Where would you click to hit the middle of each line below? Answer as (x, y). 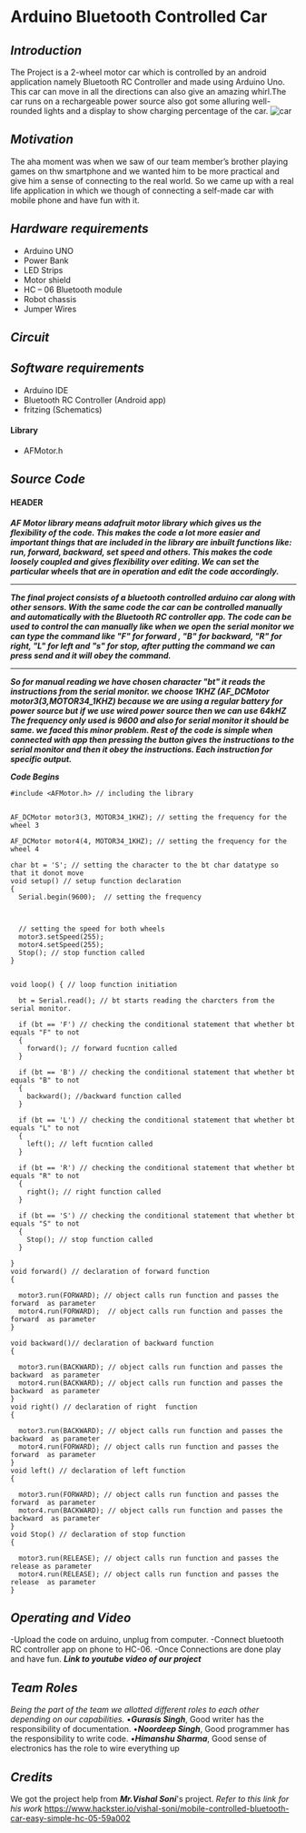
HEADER (27, 503)
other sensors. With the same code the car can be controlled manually (147, 606)
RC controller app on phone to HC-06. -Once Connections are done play (146, 1649)
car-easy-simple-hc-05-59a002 (70, 1818)
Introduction (46, 51)
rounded (26, 111)
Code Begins (35, 777)
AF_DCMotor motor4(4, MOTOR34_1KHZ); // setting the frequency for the (148, 841)
